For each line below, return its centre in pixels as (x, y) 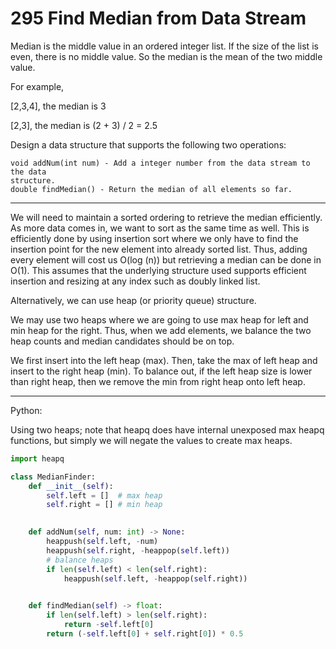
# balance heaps (80, 560)
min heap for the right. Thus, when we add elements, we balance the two (161, 330)
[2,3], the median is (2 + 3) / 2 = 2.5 (84, 125)
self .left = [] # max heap (104, 495)
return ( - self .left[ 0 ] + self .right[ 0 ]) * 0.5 (145, 633)
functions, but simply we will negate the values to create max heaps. (151, 440)
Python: (26, 410)
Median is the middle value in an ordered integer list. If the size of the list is (164, 46)
